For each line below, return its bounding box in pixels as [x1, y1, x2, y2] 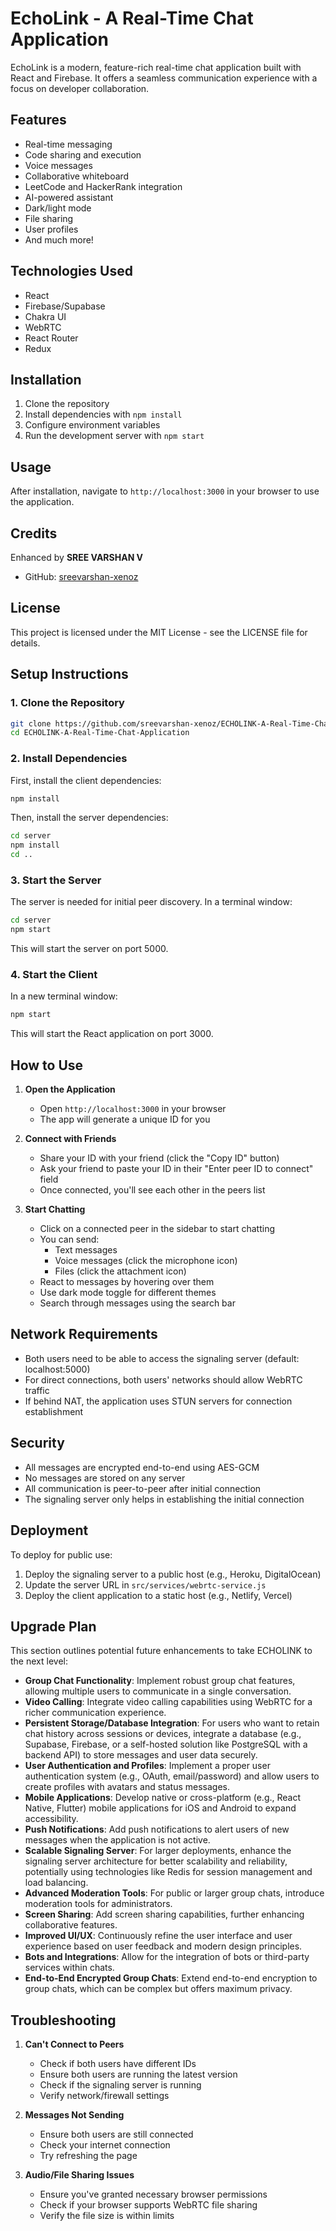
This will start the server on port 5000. [10, 943, 169, 955]
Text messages [54, 1244, 118, 1256]
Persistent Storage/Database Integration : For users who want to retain [24, 1717, 320, 1729]
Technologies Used [10, 263, 133, 280]
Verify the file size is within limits [39, 2210, 175, 2222]
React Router [24, 332, 79, 344]
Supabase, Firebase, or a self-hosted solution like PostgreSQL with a [24, 1738, 308, 1751]
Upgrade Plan [10, 1618, 97, 1635]
